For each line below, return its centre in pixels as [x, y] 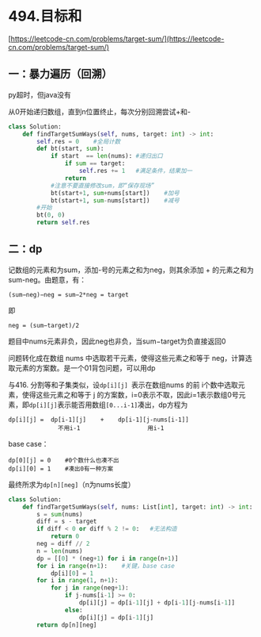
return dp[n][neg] [67, 625]
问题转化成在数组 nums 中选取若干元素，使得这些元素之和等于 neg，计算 [127, 358]
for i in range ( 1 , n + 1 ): [78, 581]
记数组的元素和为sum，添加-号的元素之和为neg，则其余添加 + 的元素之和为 [131, 270]
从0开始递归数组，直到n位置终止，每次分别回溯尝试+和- [100, 111]
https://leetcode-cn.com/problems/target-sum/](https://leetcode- [117, 38]
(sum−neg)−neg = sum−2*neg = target [68, 294]
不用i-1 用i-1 [111, 428]
